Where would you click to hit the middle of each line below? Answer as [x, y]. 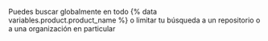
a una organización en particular [62, 29]
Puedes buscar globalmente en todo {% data [83, 12]
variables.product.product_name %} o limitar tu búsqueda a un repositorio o [134, 20]
